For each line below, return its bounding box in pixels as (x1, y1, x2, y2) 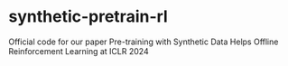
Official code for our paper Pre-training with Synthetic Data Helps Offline (8, 36, 279, 47)
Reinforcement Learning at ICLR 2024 (8, 45, 150, 56)
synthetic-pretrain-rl (8, 6, 168, 27)
